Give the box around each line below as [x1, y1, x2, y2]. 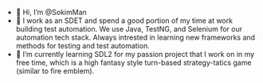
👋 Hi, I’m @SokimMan [15, 8, 88, 17]
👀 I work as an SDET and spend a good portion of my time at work [15, 16, 234, 25]
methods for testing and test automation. [15, 41, 150, 51]
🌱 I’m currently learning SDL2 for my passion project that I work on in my [15, 50, 255, 58]
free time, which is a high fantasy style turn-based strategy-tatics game [15, 58, 252, 67]
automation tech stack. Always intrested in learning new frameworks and [15, 32, 256, 42]
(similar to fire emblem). [15, 66, 95, 75]
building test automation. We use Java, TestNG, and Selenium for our [15, 25, 243, 33]
